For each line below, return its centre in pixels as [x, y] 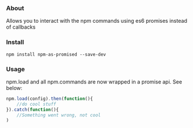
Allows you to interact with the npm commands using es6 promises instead [97, 21]
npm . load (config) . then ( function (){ [50, 98]
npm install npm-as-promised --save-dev [56, 54]
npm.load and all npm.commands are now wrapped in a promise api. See [94, 82]
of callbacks [21, 27]
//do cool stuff [37, 104]
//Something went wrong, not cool [59, 115]
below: [14, 88]
